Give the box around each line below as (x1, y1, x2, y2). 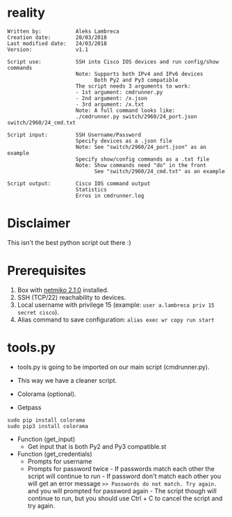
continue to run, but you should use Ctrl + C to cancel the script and (27, 494, 223, 502)
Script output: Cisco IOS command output (7, 180, 151, 187)
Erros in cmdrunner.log (75, 192, 144, 199)
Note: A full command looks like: (75, 106, 176, 114)
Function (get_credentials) (17, 450, 92, 458)
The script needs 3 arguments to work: (75, 82, 191, 90)
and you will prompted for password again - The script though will (27, 486, 217, 495)
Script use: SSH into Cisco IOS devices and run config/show (7, 58, 219, 65)
